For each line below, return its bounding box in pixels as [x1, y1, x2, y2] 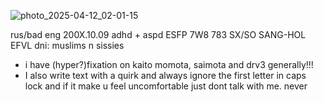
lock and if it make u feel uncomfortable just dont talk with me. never [24, 80, 308, 92]
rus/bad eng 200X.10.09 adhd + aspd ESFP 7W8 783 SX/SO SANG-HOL [10, 29, 307, 40]
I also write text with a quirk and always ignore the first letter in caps [24, 70, 307, 81]
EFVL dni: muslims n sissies [10, 40, 125, 51]
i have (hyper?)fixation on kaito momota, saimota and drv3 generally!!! [24, 59, 314, 70]
